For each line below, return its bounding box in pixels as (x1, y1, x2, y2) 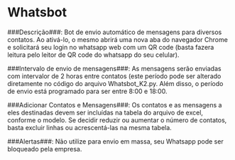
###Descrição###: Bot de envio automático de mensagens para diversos (7, 28, 222, 36)
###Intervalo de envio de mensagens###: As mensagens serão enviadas (7, 64, 222, 73)
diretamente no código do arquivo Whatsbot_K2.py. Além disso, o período (7, 79, 224, 87)
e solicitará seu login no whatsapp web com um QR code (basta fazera (7, 43, 214, 51)
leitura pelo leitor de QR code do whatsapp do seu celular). (7, 50, 180, 59)
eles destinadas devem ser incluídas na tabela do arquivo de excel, (7, 108, 204, 117)
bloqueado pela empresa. (7, 144, 82, 153)
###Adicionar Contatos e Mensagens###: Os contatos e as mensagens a (7, 100, 222, 109)
